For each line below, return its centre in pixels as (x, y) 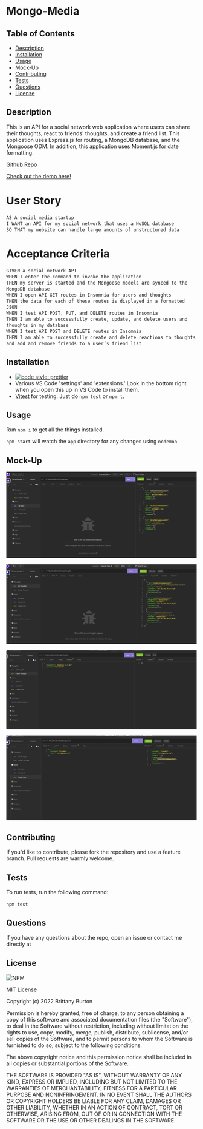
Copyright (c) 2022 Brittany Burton (50, 1001)
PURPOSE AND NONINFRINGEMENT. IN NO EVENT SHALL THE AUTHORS (99, 1094)
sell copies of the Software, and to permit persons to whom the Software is (100, 1039)
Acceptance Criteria (58, 254)
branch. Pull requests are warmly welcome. (60, 858)
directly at (19, 944)
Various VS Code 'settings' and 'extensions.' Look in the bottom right (101, 383)
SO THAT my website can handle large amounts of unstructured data (93, 230)
